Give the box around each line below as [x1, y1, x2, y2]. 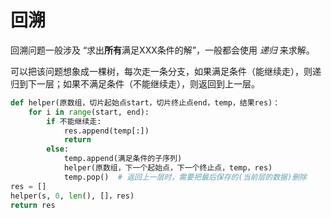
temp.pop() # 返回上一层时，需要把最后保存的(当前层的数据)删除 [63, 172, 307, 182]
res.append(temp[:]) [63, 126, 150, 136]
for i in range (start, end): [28, 107, 150, 117]
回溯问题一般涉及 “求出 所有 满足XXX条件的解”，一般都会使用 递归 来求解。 [10, 44, 315, 56]
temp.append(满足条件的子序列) [63, 154, 183, 164]
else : [46, 144, 70, 155]
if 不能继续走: [46, 116, 102, 126]
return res [10, 200, 56, 210]
